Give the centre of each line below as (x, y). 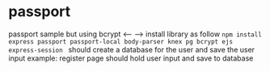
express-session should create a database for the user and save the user (132, 49)
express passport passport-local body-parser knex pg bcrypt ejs (120, 42)
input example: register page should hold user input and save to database (131, 58)
